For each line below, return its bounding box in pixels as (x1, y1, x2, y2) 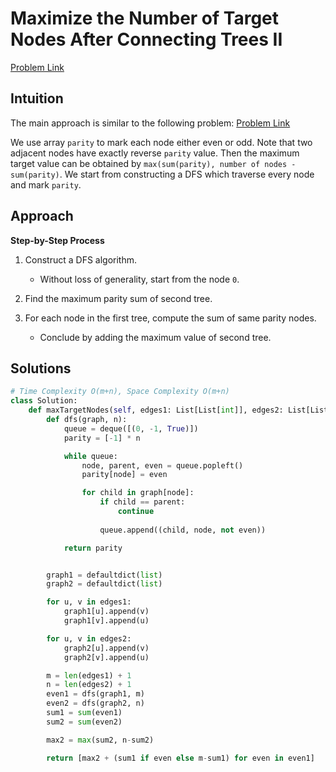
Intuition (10, 90, 64, 107)
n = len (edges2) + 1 (46, 680, 132, 690)
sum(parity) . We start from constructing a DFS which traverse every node (10, 168, 315, 180)
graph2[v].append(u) (63, 652, 150, 662)
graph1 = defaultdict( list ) (46, 570, 163, 580)
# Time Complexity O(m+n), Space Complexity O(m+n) (10, 387, 230, 397)
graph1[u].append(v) (63, 607, 150, 617)
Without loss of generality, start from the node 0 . (39, 273, 240, 285)
